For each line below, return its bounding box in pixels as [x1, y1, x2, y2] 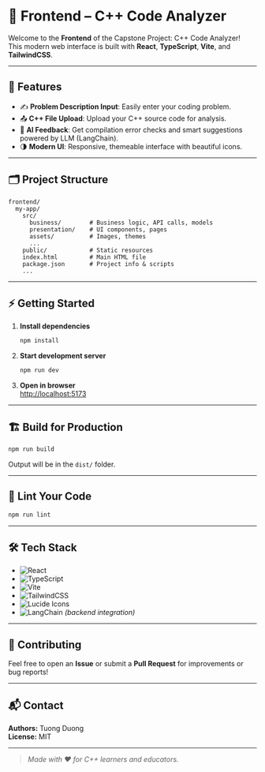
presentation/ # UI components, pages [28, 225, 168, 234]
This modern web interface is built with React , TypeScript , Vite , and [8, 41, 231, 51]
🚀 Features [8, 81, 62, 94]
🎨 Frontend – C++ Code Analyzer [8, 7, 227, 25]
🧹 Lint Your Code [8, 489, 92, 504]
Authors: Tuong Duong [8, 723, 84, 733]
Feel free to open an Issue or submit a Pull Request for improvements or [8, 659, 244, 669]
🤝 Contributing [8, 638, 82, 651]
